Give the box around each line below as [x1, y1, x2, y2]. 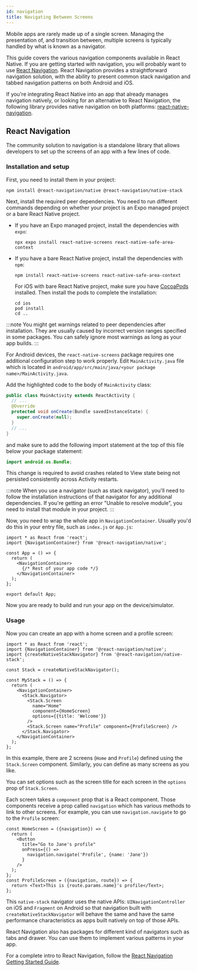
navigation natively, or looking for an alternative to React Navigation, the [6, 96, 181, 103]
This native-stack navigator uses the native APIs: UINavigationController [6, 898, 185, 905]
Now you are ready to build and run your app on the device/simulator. [6, 602, 175, 609]
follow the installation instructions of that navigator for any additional [6, 493, 172, 500]
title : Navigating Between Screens [6, 14, 94, 20]
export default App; [6, 591, 57, 597]
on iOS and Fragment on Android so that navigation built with [6, 904, 152, 911]
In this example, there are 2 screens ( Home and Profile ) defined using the [6, 754, 183, 761]
